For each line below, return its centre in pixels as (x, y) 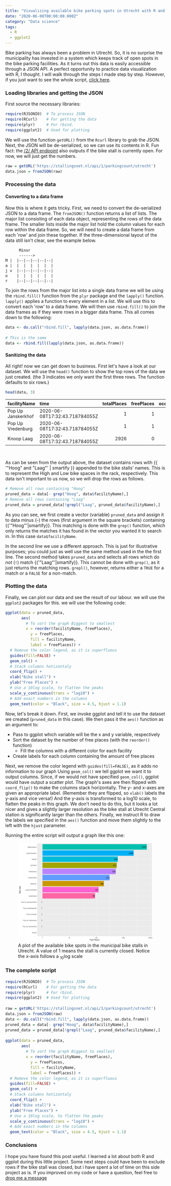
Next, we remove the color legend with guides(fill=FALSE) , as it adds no (82, 766)
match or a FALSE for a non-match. (41, 573)
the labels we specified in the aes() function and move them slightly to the (83, 820)
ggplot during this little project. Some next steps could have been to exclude (85, 1162)
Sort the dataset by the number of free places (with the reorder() (81, 740)
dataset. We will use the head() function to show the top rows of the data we (85, 372)
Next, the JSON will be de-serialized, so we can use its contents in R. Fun (82, 145)
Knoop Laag (20, 439)
